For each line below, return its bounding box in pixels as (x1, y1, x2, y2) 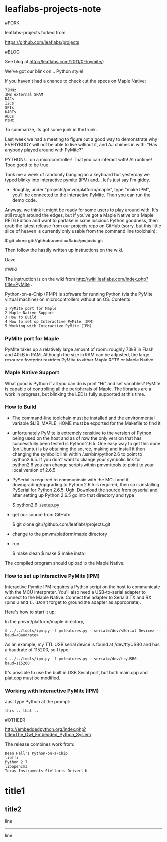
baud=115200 (5, 661, 30, 666)
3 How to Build (5, 315, 37, 320)
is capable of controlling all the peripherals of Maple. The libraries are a (5, 386, 152, 392)
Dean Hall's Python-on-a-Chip (5, 751, 68, 756)
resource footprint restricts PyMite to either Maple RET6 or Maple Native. (5, 357, 155, 363)
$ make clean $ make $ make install (12, 550, 86, 556)
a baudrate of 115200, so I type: (5, 647, 70, 653)
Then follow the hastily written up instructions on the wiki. (5, 247, 123, 253)
